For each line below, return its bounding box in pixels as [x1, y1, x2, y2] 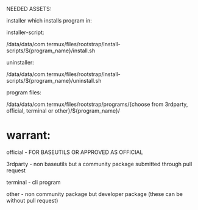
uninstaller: [6, 59, 35, 66]
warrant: [6, 128, 51, 142]
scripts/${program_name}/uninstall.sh [6, 77, 102, 84]
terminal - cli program [6, 178, 61, 186]
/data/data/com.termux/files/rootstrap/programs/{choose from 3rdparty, [6, 100, 188, 108]
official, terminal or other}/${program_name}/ [6, 107, 120, 114]
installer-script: [6, 29, 44, 36]
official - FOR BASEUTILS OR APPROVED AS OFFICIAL [6, 149, 143, 156]
